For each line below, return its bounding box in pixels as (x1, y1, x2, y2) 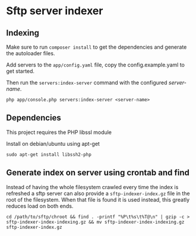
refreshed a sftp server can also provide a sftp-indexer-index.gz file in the (6, 190, 190, 197)
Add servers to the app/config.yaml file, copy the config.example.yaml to (6, 61, 185, 68)
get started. (6, 68, 34, 75)
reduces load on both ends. (6, 202, 74, 209)
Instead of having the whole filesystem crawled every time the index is (6, 183, 179, 190)
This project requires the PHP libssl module (6, 129, 112, 136)
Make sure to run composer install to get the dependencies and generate (6, 43, 187, 50)
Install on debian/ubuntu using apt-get (6, 140, 100, 147)
